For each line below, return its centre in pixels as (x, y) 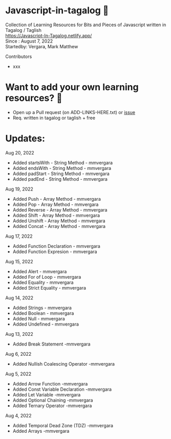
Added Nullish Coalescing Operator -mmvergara (64, 364)
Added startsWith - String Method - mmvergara (63, 163)
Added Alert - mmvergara (40, 271)
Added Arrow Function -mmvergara (50, 384)
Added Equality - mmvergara (43, 282)
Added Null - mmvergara (39, 318)
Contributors (19, 56)
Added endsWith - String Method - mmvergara (62, 168)
